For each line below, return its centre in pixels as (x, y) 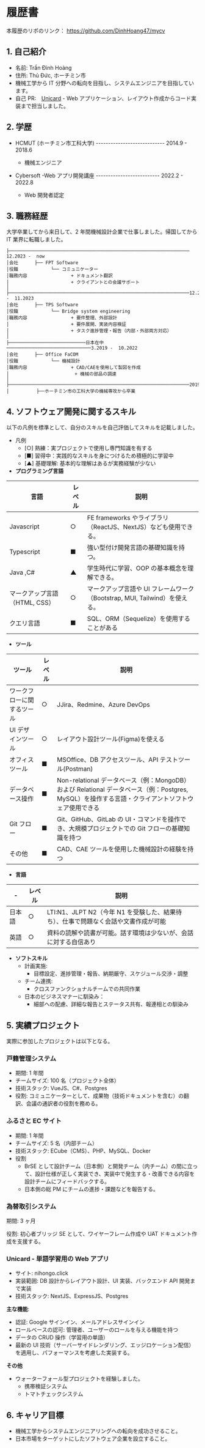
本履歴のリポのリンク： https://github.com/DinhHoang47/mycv (86, 31)
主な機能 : (18, 1309)
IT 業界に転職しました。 (36, 240)
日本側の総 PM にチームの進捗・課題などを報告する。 (91, 1189)
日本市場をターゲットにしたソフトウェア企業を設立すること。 (93, 1439)
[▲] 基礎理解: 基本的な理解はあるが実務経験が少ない (90, 464)
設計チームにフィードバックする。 (67, 1181)
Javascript (24, 526)
